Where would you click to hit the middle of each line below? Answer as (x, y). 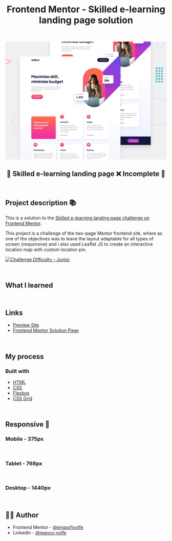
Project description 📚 (41, 203)
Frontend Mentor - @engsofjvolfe (48, 527)
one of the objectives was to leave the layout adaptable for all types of (79, 238)
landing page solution (86, 20)
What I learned (29, 286)
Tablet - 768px (24, 463)
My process (25, 356)
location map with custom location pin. (46, 250)
